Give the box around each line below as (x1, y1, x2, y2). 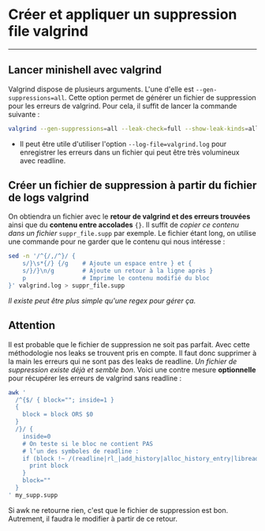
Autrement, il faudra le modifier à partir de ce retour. (8, 514, 178, 523)
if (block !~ (22, 454, 65, 462)
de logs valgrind (8, 191, 89, 204)
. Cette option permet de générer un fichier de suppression (64, 92, 256, 102)
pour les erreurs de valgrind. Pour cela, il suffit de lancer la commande (8, 101, 237, 110)
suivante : (8, 109, 40, 119)
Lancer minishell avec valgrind (8, 63, 162, 77)
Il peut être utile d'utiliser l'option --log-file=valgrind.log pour (19, 139, 227, 148)
